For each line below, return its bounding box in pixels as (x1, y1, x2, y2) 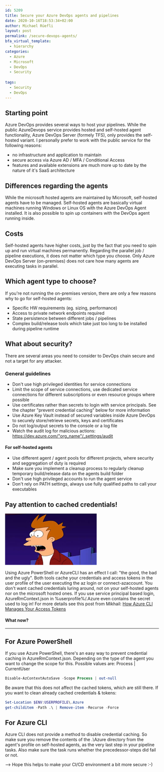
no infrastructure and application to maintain (12, 152, 102, 158)
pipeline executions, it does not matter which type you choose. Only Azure (5, 253, 155, 259)
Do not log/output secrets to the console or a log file (12, 423, 118, 428)
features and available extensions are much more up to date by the (12, 163, 147, 168)
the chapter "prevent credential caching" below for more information (12, 407, 150, 413)
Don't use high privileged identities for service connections (12, 381, 131, 387)
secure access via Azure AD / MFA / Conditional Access (12, 157, 125, 163)
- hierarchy (9, 44, 34, 49)
